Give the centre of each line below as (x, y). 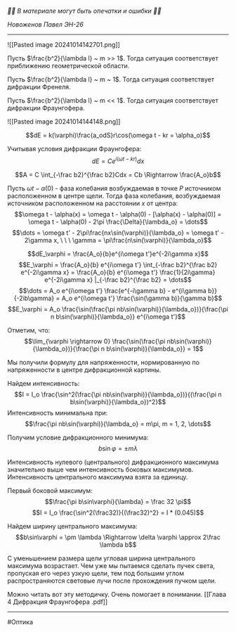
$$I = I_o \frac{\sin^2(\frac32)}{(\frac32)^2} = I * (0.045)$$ (118, 512)
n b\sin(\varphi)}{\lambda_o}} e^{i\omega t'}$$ (118, 316)
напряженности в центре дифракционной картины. (84, 370)
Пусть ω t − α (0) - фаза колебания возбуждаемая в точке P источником (114, 188)
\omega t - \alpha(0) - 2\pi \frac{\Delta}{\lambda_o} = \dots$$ (118, 221)
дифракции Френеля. (39, 87)
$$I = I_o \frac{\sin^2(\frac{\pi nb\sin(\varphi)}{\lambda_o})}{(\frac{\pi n (118, 394)
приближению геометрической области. (68, 66)
